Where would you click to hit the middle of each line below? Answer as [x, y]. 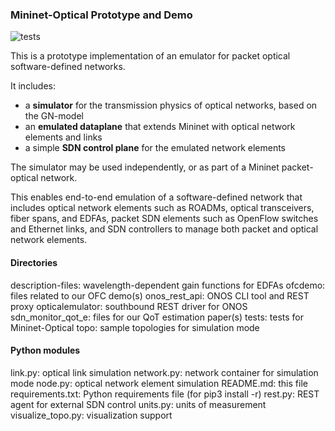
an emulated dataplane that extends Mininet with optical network [160, 127]
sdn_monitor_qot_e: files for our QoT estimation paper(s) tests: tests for [157, 317]
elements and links [63, 137]
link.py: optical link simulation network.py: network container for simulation [164, 372]
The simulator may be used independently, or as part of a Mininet [145, 167]
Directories [34, 262]
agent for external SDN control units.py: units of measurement [138, 404]
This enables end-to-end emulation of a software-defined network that [156, 197]
